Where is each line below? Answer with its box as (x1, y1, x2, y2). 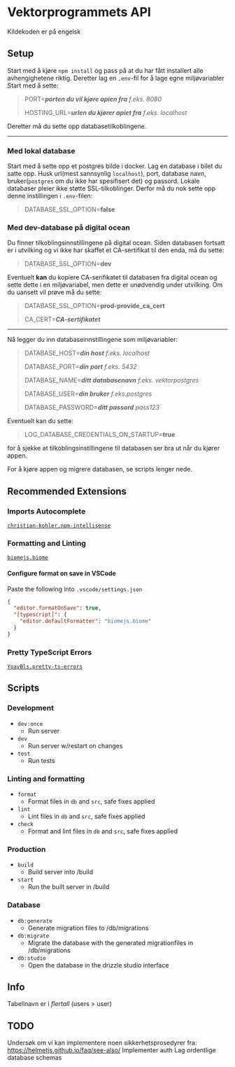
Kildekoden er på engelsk (7, 27, 81, 36)
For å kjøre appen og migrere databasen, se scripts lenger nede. (7, 465, 192, 474)
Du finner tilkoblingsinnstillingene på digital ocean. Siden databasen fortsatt (7, 239, 225, 247)
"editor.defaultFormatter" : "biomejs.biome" (20, 618, 152, 625)
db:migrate (17, 932, 50, 939)
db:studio (17, 954, 47, 962)
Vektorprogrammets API (7, 4, 152, 20)
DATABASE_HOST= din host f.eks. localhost (24, 349, 150, 357)
